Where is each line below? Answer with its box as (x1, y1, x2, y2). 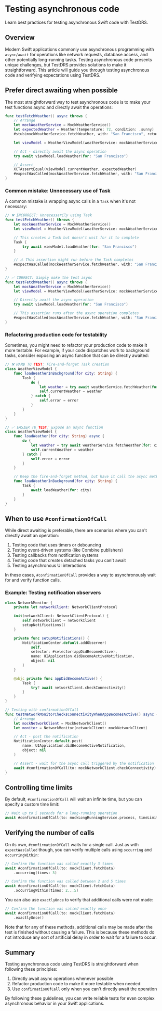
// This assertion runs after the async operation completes (13, 311, 139, 316)
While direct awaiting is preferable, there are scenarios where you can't (5, 528, 147, 533)
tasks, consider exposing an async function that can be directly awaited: (5, 353, 149, 358)
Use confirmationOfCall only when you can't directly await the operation (12, 986, 157, 992)
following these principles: (5, 966, 57, 972)
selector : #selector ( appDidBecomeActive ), (30, 649, 118, 654)
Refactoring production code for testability (5, 331, 108, 338)
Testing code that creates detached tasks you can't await (12, 558, 126, 563)
